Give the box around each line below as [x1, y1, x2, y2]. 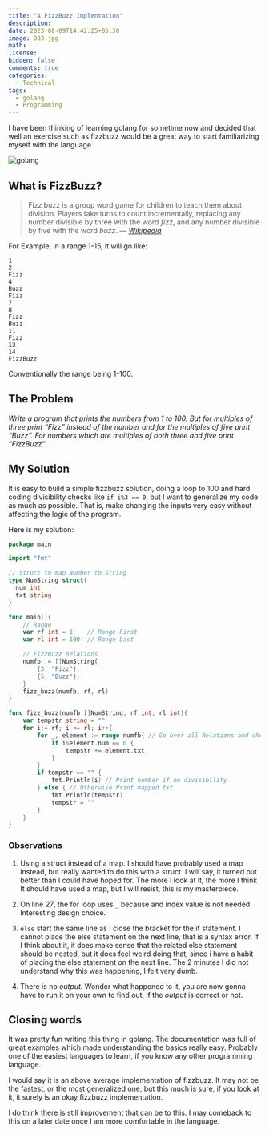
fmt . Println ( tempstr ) [50, 791, 124, 799]
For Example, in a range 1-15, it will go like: [8, 241, 148, 251]
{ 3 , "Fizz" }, [37, 664, 81, 673]
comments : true [8, 64, 59, 72]
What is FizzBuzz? [8, 179, 102, 192]
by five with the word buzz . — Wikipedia [27, 225, 162, 235]
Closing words [8, 1013, 82, 1027]
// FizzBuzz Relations [22, 650, 98, 658]
